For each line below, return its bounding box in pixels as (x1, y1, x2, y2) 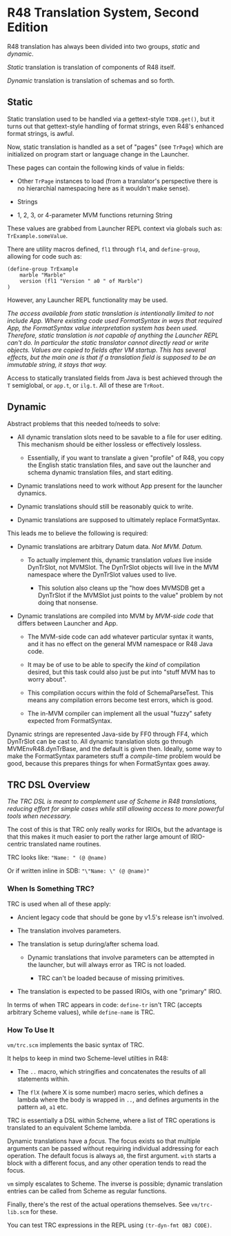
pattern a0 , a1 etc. (17, 1102, 68, 1111)
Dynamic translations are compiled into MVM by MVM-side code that (17, 612, 214, 620)
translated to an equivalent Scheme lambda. (7, 1123, 132, 1132)
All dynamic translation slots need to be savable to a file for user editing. (17, 432, 223, 441)
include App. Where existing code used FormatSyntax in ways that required (7, 316, 223, 325)
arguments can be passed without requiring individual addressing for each (7, 1144, 219, 1153)
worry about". (27, 675, 67, 684)
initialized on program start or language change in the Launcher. (7, 150, 190, 158)
